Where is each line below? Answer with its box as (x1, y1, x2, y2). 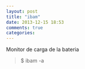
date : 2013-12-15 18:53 (6, 19, 64, 25)
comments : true (6, 24, 43, 31)
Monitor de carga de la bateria (6, 46, 79, 53)
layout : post (6, 8, 38, 14)
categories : (6, 30, 35, 36)
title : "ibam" (6, 14, 41, 20)
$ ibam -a (20, 57, 45, 64)
